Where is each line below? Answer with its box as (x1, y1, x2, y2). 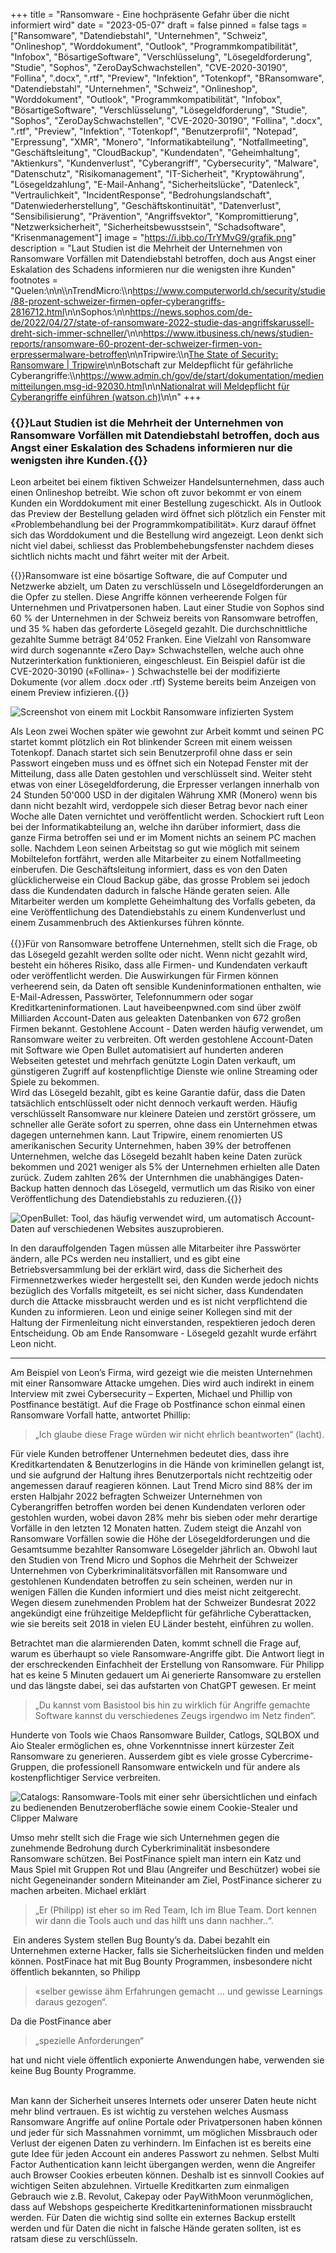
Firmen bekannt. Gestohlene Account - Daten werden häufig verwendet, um (10, 1023, 323, 1035)
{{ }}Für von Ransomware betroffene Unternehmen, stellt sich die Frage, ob (10, 938, 318, 950)
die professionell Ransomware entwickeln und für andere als (51, 1761, 301, 1773)
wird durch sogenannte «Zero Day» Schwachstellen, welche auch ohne (10, 644, 305, 656)
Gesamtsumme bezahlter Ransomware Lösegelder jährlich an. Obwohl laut (10, 1544, 318, 1556)
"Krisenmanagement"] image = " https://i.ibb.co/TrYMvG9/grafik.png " (10, 232, 297, 243)
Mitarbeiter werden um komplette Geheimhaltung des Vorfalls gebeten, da (10, 895, 316, 908)
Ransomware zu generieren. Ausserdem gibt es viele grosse (10, 1750, 259, 1763)
